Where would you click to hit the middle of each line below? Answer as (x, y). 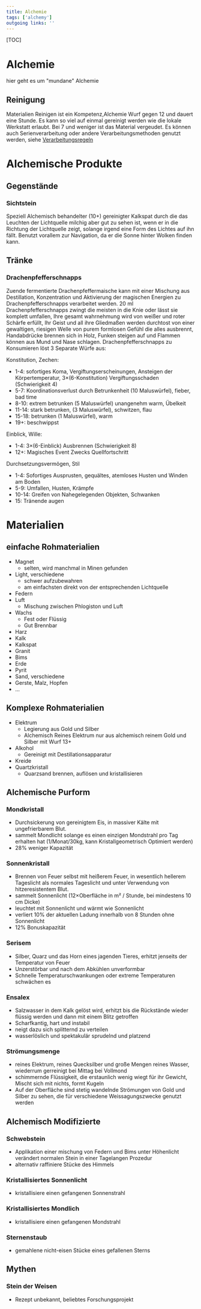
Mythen (21, 1269)
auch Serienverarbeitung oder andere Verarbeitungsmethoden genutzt (94, 133)
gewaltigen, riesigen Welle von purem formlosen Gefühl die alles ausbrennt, (100, 329)
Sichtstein (22, 203)
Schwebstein (26, 1139)
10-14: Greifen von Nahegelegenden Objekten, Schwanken (87, 494)
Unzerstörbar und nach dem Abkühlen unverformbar (80, 969)
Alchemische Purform (48, 792)
